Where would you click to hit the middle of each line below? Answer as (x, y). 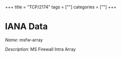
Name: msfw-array (24, 40)
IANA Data (26, 27)
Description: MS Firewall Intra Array (40, 49)
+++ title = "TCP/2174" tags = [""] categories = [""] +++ (61, 7)
